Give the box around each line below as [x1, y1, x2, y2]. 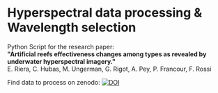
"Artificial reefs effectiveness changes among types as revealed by [7, 50, 207, 58]
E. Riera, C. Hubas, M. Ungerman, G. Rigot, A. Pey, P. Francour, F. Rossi [7, 65, 212, 73]
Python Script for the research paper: [7, 42, 115, 51]
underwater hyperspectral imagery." [7, 57, 116, 65]
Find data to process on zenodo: [7, 78, 100, 86]
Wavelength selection [7, 19, 137, 35]
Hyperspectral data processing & [7, 5, 203, 21]
